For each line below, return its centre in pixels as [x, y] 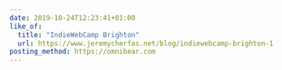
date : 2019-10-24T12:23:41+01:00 [73, 18]
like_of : [26, 26]
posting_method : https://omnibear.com [83, 52]
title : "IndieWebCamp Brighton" [79, 35]
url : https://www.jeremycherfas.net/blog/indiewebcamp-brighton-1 [146, 43]
